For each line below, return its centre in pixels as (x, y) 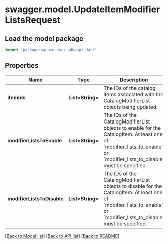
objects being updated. (131, 107)
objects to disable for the (133, 186)
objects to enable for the (132, 128)
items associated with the (134, 94)
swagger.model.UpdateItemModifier (83, 9)
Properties (22, 66)
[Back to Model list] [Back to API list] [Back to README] (62, 236)
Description (134, 80)
